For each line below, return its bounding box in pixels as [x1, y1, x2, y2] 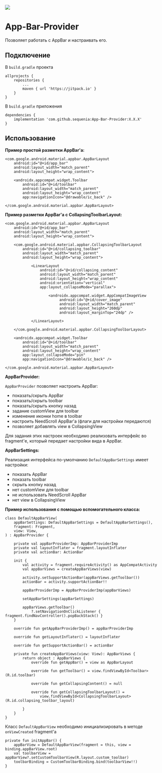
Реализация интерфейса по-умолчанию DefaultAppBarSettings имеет [5, 457, 149, 462]
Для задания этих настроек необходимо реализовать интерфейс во [5, 433, 147, 439]
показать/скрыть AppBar [12, 393, 64, 398]
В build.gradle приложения [5, 103, 62, 109]
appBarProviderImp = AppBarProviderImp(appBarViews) [22, 588, 131, 593]
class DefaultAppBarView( [5, 516, 57, 521]
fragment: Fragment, [14, 524, 55, 529]
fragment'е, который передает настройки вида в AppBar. [5, 438, 123, 443]
